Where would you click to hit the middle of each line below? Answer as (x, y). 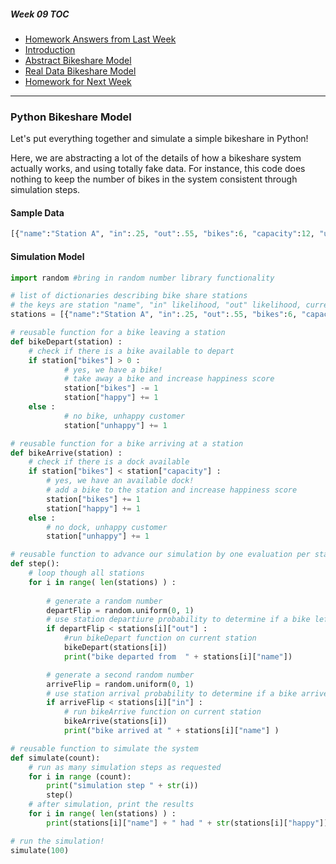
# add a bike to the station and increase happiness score (172, 490)
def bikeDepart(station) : (66, 341)
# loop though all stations (86, 573)
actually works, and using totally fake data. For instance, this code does (158, 169)
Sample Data (37, 212)
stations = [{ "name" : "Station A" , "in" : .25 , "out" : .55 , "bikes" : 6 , (154, 315)
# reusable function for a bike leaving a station (118, 333)
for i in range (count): (80, 776)
